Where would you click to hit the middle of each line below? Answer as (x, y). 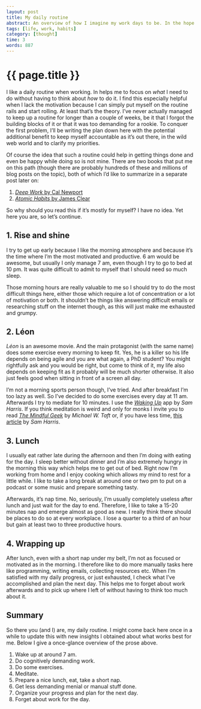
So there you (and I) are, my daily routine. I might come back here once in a (99, 629)
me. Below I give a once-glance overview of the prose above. (82, 643)
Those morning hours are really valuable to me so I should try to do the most (101, 287)
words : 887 (20, 46)
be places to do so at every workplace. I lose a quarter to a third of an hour (99, 518)
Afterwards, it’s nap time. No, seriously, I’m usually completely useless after (100, 499)
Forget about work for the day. (52, 699)
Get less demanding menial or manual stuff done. (76, 686)
